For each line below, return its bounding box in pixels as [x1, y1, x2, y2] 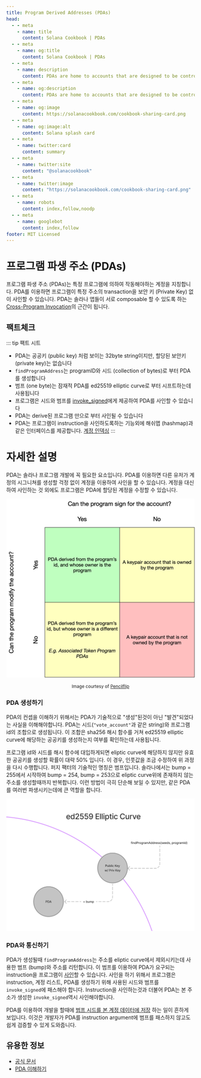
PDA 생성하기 [6, 699, 44, 707]
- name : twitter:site [17, 161, 71, 167]
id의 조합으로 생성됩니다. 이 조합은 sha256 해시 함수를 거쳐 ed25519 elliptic [6, 728, 184, 735]
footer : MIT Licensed [6, 231, 60, 237]
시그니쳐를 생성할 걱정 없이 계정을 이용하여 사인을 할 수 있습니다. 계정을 [17, 479, 184, 486]
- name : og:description [17, 86, 77, 92]
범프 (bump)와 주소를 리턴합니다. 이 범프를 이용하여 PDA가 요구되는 [17, 963, 175, 971]
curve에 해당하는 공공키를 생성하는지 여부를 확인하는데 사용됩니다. [6, 735, 161, 743]
